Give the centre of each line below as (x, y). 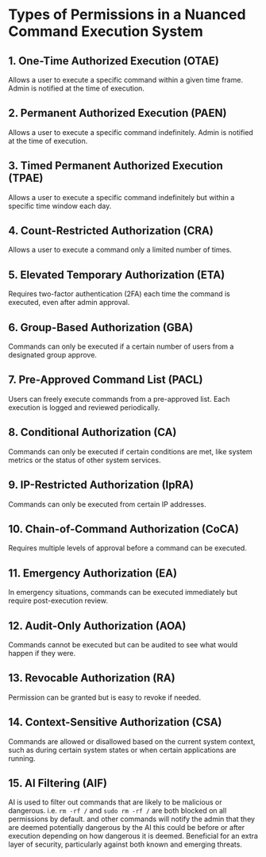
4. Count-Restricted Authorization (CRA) (111, 231)
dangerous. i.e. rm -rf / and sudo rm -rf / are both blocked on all (118, 811)
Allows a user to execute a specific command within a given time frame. (126, 80)
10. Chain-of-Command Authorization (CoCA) (124, 529)
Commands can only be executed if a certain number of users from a (121, 346)
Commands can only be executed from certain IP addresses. (107, 504)
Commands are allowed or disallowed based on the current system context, (132, 741)
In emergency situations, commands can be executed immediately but (123, 593)
